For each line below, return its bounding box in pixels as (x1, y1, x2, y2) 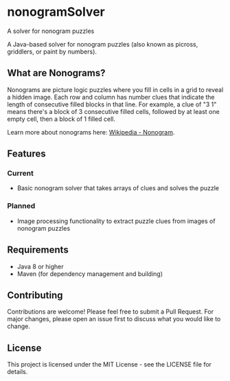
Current (7, 169, 34, 178)
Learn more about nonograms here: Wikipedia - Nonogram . (7, 128, 175, 136)
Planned (7, 201, 36, 211)
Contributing (7, 289, 63, 301)
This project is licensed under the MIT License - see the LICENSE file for (7, 360, 211, 369)
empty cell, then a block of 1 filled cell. (7, 115, 115, 123)
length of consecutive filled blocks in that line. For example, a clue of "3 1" (7, 100, 217, 108)
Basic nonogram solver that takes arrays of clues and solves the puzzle (16, 184, 220, 192)
